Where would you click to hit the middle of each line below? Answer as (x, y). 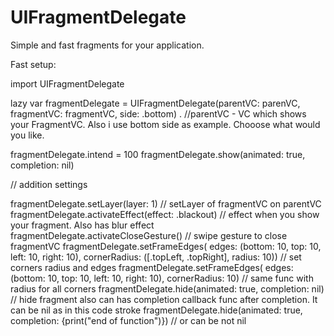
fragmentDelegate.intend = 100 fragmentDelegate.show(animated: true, (158, 154)
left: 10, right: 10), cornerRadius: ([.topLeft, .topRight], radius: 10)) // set (156, 257)
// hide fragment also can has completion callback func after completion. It (164, 299)
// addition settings (49, 184)
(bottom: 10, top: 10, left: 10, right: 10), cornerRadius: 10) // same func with (162, 278)
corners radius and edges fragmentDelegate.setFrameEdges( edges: (152, 267)
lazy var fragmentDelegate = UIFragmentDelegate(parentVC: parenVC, (155, 103)
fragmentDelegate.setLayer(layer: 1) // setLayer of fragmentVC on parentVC (166, 203)
